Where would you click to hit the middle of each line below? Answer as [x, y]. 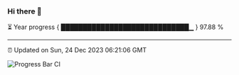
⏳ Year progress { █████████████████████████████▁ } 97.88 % [116, 27]
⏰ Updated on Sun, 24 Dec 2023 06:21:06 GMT [77, 50]
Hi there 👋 [25, 11]
